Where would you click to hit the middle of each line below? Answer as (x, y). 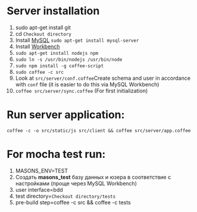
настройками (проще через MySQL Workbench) (76, 183)
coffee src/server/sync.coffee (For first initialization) (82, 91)
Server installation (53, 11)
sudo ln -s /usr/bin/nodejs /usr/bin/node (69, 60)
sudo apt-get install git (43, 27)
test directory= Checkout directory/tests (65, 196)
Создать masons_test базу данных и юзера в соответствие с (93, 177)
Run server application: (66, 115)
